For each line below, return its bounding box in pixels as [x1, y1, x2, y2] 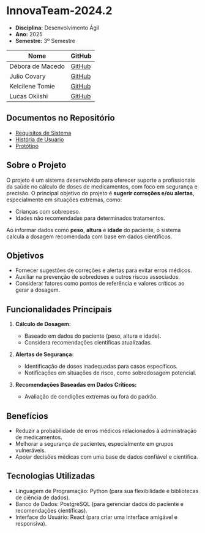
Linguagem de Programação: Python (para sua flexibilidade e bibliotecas [15, 487, 199, 494]
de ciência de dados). [15, 494, 70, 501]
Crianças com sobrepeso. [15, 208, 81, 215]
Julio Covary [9, 72, 46, 80]
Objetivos [6, 250, 44, 261]
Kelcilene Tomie [9, 82, 55, 90]
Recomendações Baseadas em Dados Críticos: [15, 381, 137, 389]
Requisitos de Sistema [15, 129, 72, 136]
